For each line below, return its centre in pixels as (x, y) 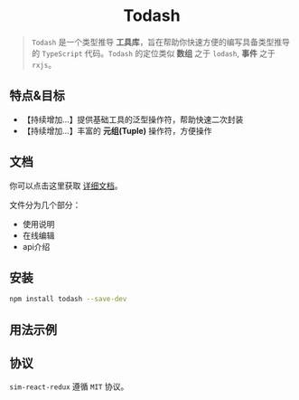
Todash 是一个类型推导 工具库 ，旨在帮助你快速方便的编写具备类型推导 (161, 42)
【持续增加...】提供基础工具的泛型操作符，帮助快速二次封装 (133, 119)
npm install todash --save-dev (68, 300)
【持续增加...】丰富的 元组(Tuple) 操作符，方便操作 (117, 130)
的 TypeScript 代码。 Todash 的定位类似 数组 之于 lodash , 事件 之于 (153, 53)
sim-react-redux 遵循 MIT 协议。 (69, 386)
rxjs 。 (44, 64)
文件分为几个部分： (45, 205)
